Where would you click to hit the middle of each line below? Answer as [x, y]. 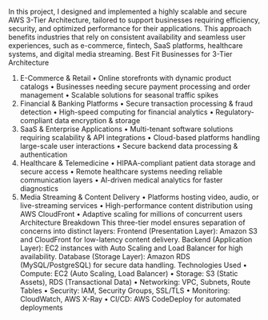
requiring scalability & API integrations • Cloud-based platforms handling [140, 138]
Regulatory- [235, 112]
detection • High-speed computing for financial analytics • [117, 112]
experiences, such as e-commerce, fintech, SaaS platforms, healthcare [126, 46]
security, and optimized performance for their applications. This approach [130, 28]
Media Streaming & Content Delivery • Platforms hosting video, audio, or [139, 197]
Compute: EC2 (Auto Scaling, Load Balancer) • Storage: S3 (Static [129, 274]
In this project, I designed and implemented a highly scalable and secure [128, 12]
